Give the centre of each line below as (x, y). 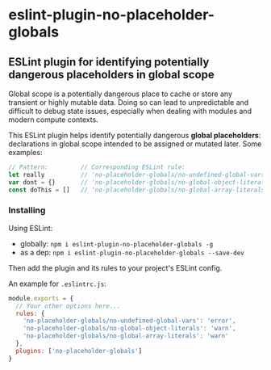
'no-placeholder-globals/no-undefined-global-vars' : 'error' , (129, 321)
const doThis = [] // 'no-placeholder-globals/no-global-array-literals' (138, 190)
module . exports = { (41, 298)
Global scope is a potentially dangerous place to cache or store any (120, 94)
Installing (27, 210)
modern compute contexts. (53, 120)
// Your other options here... (68, 306)
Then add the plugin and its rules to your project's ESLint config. (115, 267)
